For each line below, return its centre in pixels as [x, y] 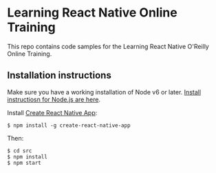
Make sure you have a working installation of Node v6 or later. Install [104, 92]
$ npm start [24, 163]
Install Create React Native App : [52, 112]
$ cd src [20, 151]
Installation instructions [59, 75]
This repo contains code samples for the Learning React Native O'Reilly [108, 46]
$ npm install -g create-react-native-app [69, 125]
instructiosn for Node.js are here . [54, 99]
